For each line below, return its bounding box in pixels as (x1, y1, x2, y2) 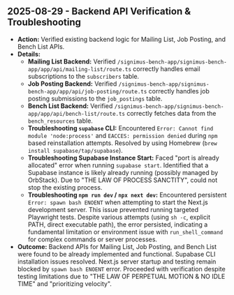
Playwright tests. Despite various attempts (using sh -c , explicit (27, 213, 211, 221)
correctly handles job (148, 86, 210, 95)
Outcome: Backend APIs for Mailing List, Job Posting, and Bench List (17, 242, 217, 250)
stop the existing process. (27, 183, 103, 191)
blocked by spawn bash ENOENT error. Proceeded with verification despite (17, 264, 226, 273)
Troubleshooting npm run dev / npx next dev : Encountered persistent (27, 190, 227, 199)
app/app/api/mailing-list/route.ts (27, 66, 131, 73)
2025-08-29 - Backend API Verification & (7, 6, 191, 17)
